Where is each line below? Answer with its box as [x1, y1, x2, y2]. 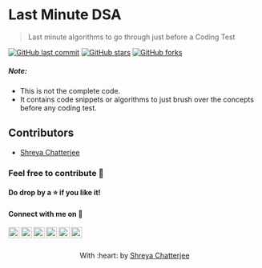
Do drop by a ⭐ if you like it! [8, 188, 102, 198]
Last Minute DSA [8, 6, 122, 24]
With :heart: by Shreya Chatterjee [79, 250, 190, 261]
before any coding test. [19, 102, 98, 113]
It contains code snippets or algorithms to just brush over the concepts [19, 94, 255, 104]
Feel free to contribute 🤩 [8, 167, 104, 178]
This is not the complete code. [19, 86, 121, 95]
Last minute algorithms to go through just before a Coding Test [27, 32, 236, 42]
